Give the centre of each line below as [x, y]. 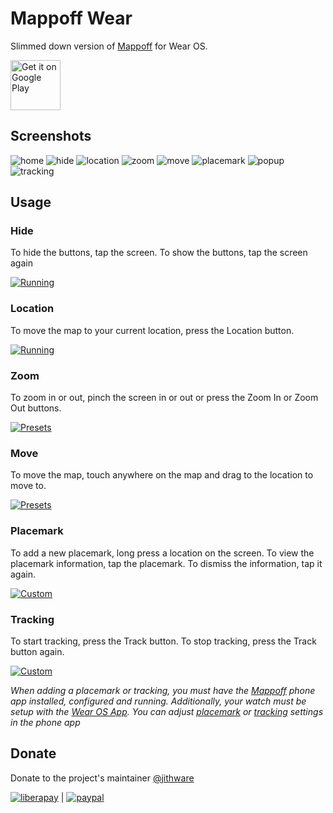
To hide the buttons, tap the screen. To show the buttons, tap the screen [159, 253]
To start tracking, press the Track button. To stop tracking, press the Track [163, 641]
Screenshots [51, 136]
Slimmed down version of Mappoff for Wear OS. [109, 46]
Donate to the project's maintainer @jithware [102, 778]
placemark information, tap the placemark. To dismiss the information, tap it [166, 563]
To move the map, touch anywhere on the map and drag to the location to [162, 475]
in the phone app [45, 722]
